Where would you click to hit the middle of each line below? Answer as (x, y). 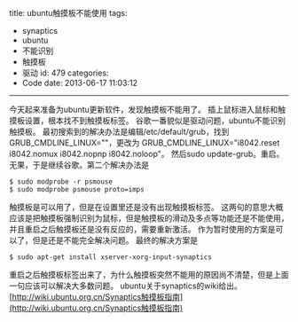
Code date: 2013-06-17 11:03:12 (79, 83)
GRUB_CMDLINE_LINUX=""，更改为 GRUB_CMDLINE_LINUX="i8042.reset (145, 143)
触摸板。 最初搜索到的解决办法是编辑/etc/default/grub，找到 (119, 132)
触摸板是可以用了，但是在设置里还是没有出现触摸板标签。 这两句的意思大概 (146, 207)
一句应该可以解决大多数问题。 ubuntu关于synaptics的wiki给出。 (125, 286)
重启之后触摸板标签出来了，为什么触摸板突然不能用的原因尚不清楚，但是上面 (149, 275)
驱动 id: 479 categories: (65, 73)
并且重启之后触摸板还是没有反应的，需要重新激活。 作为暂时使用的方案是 (142, 229)
